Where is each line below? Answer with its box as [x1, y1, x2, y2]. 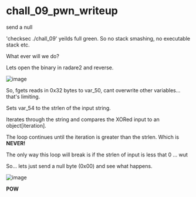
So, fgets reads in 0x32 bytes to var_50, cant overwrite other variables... [6, 86, 181, 94]
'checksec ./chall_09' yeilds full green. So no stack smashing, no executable [6, 35, 191, 42]
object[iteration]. [6, 122, 47, 129]
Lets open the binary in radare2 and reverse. [6, 64, 114, 71]
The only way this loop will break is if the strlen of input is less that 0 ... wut [6, 151, 188, 158]
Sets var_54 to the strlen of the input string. [6, 104, 111, 111]
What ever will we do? [6, 52, 60, 59]
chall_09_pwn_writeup [6, 4, 119, 18]
